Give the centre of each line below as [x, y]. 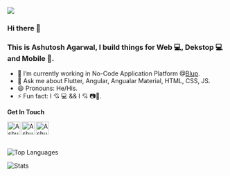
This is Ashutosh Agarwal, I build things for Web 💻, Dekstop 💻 [115, 47]
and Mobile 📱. [31, 58]
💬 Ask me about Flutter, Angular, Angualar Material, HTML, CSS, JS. [114, 81]
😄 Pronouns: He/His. [47, 88]
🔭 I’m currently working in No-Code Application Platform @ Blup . [108, 73]
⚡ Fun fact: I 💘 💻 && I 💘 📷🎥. [59, 96]
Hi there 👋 [24, 28]
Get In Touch [26, 112]
